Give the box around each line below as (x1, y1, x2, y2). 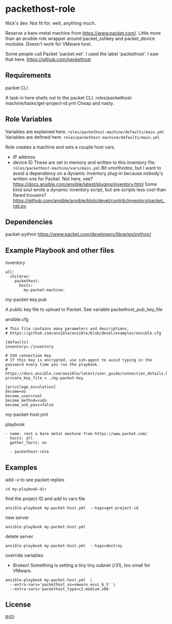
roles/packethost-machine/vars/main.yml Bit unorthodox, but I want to (12, 164, 161, 171)
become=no (5, 389, 27, 394)
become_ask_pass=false (5, 403, 54, 408)
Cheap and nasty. (77, 100, 115, 106)
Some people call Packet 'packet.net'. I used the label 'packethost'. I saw (5, 51, 159, 57)
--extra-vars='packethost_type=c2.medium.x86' (10, 587, 111, 592)
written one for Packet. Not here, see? (12, 175, 93, 182)
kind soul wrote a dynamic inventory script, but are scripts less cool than (12, 186, 166, 193)
